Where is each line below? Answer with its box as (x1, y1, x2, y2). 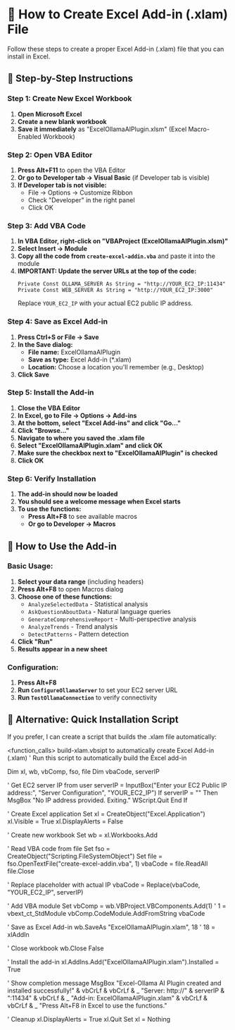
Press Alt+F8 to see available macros (27, 513, 137, 521)
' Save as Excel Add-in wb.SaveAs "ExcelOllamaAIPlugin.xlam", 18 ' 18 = (7, 923, 216, 931)
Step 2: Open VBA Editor (7, 149, 93, 159)
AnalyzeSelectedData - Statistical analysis (27, 599, 148, 608)
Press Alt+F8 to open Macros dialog (17, 584, 124, 593)
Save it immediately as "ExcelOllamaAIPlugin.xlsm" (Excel (17, 125, 187, 133)
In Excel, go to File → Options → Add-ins (17, 411, 137, 419)
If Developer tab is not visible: (17, 180, 107, 189)
